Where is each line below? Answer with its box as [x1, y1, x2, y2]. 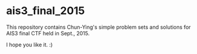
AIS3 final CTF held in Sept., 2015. [6, 29, 90, 36]
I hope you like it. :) [6, 41, 53, 48]
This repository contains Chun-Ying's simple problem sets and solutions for [6, 23, 191, 31]
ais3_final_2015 [6, 4, 85, 18]
